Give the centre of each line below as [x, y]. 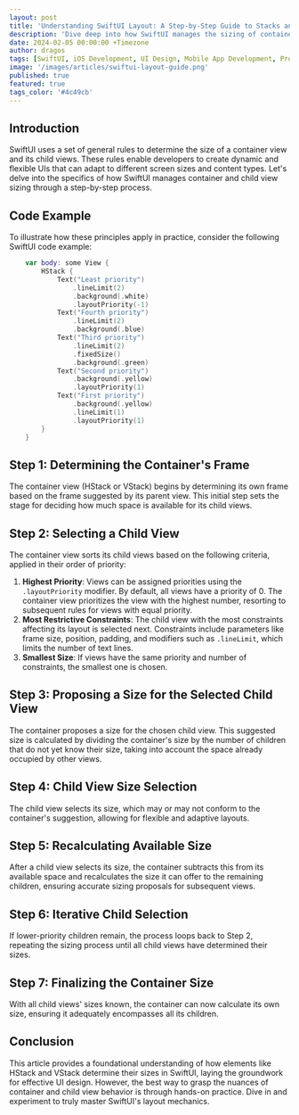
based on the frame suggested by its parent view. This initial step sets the [144, 496]
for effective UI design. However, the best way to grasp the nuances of [139, 1082]
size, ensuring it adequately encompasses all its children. [114, 1014]
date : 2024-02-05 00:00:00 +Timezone [79, 42]
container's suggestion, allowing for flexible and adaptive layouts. [129, 818]
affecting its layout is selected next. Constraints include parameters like [153, 629]
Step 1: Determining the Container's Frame [129, 465]
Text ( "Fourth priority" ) [103, 313]
